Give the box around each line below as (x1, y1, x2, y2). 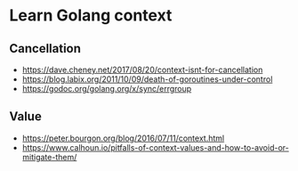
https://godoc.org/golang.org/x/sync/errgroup (21, 84, 192, 94)
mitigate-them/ (21, 151, 77, 162)
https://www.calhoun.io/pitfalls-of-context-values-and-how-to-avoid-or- (21, 142, 289, 152)
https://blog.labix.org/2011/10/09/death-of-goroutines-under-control (21, 74, 273, 85)
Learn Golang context (9, 5, 173, 26)
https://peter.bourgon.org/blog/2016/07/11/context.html (21, 133, 225, 143)
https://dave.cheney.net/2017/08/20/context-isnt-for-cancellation (21, 64, 263, 75)
